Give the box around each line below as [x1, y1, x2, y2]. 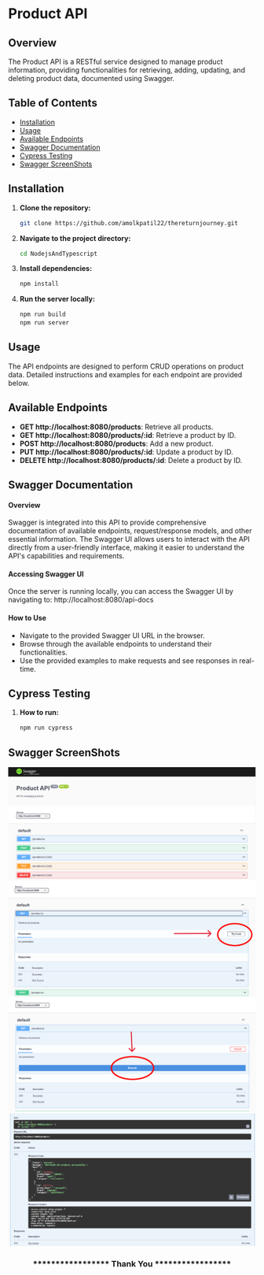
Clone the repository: [19, 202, 91, 213]
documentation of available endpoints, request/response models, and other [8, 526, 253, 536]
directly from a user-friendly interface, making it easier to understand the [8, 543, 245, 552]
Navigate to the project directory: [19, 233, 131, 243]
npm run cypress [19, 724, 73, 732]
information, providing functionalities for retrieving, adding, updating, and [8, 65, 246, 75]
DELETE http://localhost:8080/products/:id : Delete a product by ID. [19, 455, 243, 465]
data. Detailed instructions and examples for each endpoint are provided [8, 369, 243, 379]
